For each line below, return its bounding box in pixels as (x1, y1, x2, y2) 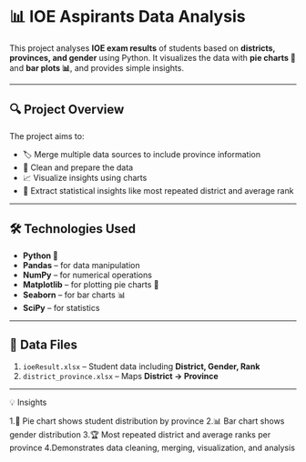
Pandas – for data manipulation (22, 259, 140, 270)
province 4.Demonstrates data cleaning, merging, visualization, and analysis (9, 442, 296, 454)
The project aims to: (9, 130, 85, 141)
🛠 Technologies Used (9, 221, 137, 236)
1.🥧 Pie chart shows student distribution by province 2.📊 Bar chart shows (9, 416, 285, 427)
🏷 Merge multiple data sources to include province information (22, 148, 261, 159)
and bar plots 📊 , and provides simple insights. (9, 62, 185, 73)
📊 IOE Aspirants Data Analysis (9, 6, 246, 27)
